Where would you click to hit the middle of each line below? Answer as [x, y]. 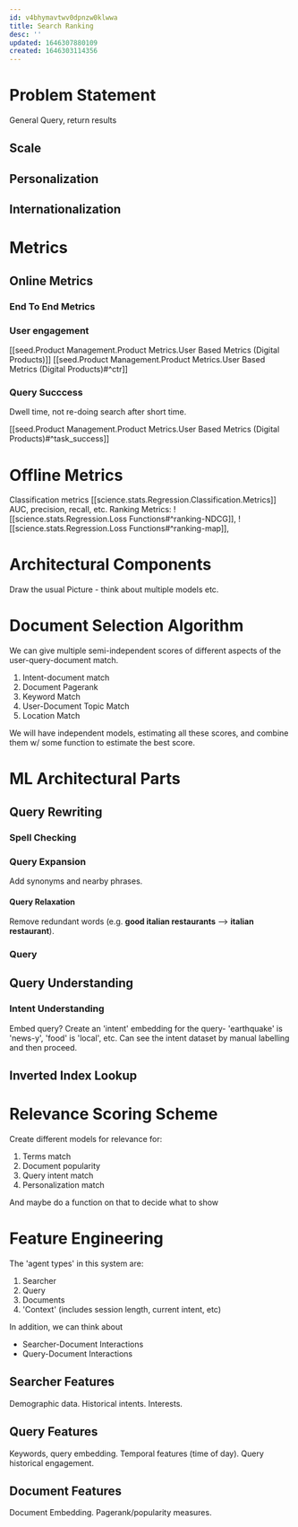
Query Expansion [48, 861]
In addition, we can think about [66, 1327]
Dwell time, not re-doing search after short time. [98, 412]
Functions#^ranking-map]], [179, 528]
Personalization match [63, 1185]
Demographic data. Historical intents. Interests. [96, 1403]
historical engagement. [51, 1462]
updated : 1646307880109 [54, 43]
